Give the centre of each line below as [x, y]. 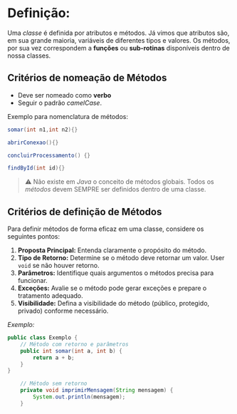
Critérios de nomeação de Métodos [87, 78]
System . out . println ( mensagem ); [79, 397]
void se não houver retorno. [58, 266]
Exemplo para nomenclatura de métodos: [68, 116]
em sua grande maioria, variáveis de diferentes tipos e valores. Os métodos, [119, 40]
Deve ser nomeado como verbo [64, 95]
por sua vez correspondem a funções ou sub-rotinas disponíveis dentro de [118, 48]
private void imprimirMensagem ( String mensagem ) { [97, 390]
